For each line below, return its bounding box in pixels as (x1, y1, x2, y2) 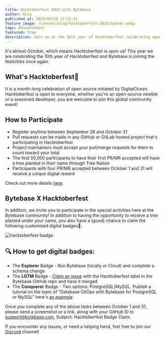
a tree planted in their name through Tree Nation (12, 160, 110, 166)
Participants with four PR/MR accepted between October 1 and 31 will (12, 165, 153, 171)
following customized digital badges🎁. (5, 223, 82, 229)
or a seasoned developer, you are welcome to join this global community (5, 96, 152, 102)
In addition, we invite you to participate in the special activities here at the (5, 207, 154, 213)
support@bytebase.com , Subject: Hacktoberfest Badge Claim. (5, 314, 131, 320)
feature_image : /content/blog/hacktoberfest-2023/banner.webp (5, 21, 135, 26)
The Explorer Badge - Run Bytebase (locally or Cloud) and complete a (12, 263, 155, 269)
